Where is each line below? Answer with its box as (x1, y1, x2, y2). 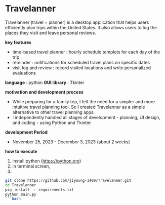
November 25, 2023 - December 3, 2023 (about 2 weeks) (12, 139, 130, 145)
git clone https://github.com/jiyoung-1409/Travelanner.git (5, 178, 132, 183)
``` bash (5, 196, 21, 202)
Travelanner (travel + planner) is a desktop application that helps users (5, 19, 149, 25)
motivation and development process (5, 89, 84, 95)
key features (5, 39, 32, 45)
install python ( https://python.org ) (12, 158, 82, 164)
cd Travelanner (5, 182, 37, 188)
